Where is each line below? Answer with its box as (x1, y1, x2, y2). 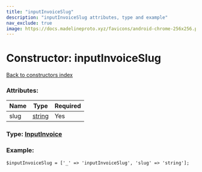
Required (54, 102, 81, 110)
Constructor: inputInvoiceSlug (6, 52, 161, 65)
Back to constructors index (6, 72, 73, 79)
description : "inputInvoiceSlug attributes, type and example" (6, 14, 168, 20)
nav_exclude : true (6, 20, 52, 26)
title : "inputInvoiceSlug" (6, 8, 74, 15)
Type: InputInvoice (6, 130, 63, 138)
